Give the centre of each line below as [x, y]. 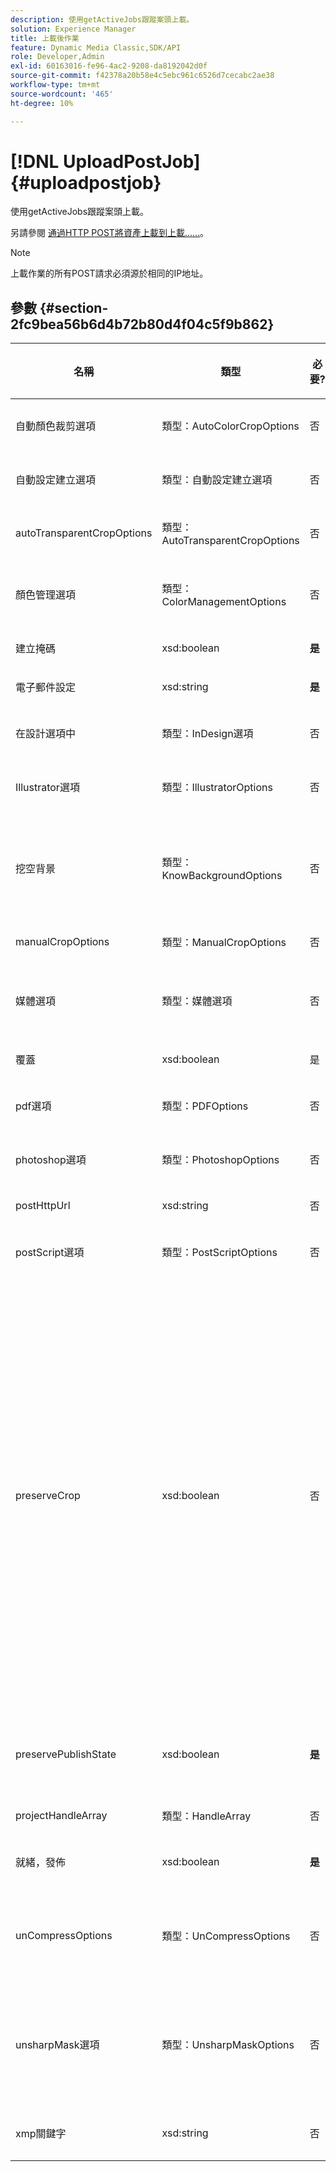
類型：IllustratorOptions [217, 788]
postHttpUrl [43, 1206]
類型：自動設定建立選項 [217, 480]
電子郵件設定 [46, 688]
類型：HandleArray [206, 1816]
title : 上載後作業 [45, 38]
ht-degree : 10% [42, 103]
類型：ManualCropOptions [224, 943]
